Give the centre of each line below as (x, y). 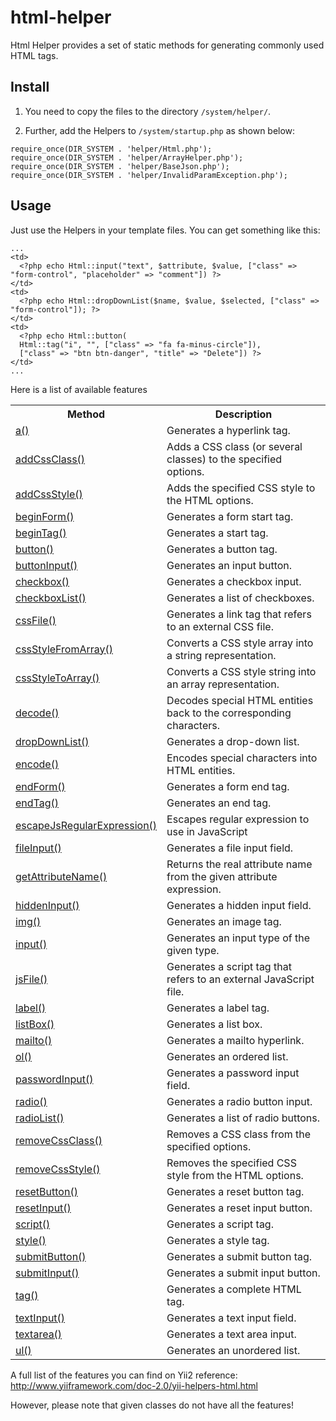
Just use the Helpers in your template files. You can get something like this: (165, 230)
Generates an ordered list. (227, 1056)
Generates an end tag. (219, 803)
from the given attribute (222, 876)
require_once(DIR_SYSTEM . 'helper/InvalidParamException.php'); (149, 175)
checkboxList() (51, 598)
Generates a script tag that (229, 966)
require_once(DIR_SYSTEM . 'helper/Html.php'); (111, 149)
